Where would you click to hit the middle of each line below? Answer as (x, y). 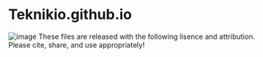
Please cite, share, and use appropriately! (77, 44)
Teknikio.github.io (70, 15)
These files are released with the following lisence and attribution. (147, 36)
